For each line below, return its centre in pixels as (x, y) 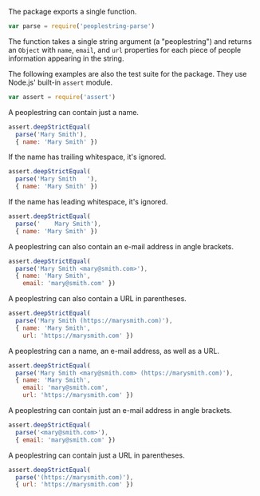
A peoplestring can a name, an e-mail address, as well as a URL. (114, 351)
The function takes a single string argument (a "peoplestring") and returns (130, 41)
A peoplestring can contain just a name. (74, 112)
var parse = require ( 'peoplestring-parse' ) (82, 26)
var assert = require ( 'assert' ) (62, 97)
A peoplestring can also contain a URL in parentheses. (98, 299)
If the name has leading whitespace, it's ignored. (88, 202)
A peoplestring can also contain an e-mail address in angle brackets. (121, 246)
